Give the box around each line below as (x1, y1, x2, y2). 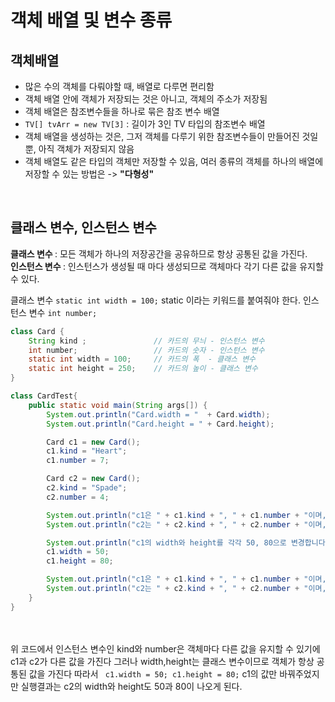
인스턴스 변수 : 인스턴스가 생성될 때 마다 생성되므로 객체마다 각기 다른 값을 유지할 (10, 260, 324, 272)
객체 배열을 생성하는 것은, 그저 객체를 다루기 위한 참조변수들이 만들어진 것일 (24, 131, 319, 142)
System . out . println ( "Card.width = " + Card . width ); (46, 409, 271, 420)
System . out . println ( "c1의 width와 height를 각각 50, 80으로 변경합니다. (46, 537, 330, 548)
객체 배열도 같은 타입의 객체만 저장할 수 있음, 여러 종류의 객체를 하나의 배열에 (24, 156, 324, 167)
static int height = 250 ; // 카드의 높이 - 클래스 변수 (28, 364, 258, 374)
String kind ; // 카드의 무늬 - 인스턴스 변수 (28, 336, 265, 346)
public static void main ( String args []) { (28, 400, 208, 410)
